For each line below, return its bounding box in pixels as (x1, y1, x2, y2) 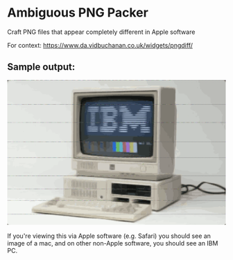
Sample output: (7, 61, 76, 73)
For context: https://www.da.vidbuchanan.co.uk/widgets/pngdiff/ (7, 41, 193, 49)
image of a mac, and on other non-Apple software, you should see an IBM (7, 239, 218, 248)
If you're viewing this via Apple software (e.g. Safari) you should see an (7, 232, 212, 240)
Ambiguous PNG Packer (7, 5, 149, 21)
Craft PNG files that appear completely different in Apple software (7, 28, 196, 36)
